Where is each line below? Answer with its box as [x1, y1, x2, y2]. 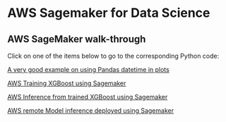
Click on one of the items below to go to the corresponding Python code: [7, 51, 220, 60]
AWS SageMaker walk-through [7, 33, 146, 45]
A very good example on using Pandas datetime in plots [7, 66, 169, 73]
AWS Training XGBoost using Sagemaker [7, 79, 126, 87]
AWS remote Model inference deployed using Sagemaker [7, 106, 174, 114]
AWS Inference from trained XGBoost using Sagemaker [7, 93, 168, 101]
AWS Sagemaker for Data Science [7, 5, 210, 21]
